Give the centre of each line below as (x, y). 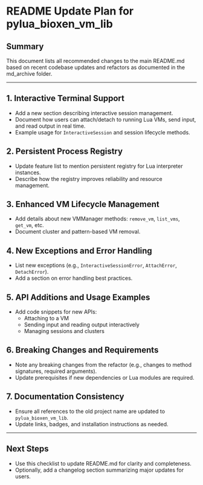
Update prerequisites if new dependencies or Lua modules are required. (105, 377)
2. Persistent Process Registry (64, 152)
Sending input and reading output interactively (82, 325)
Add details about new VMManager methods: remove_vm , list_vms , (97, 219)
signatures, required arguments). (56, 371)
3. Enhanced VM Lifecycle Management (83, 204)
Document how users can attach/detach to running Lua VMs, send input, (105, 119)
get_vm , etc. (29, 225)
